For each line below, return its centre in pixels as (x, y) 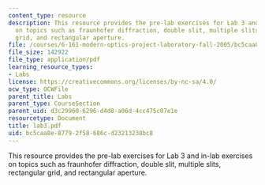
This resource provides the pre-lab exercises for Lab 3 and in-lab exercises (131, 156)
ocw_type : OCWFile (38, 89)
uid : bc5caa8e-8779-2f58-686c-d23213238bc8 (81, 133)
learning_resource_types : (50, 67)
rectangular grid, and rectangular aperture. (78, 172)
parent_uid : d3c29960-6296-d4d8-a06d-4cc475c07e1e (93, 111)
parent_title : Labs (40, 96)
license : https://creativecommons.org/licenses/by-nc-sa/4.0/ (112, 81)
